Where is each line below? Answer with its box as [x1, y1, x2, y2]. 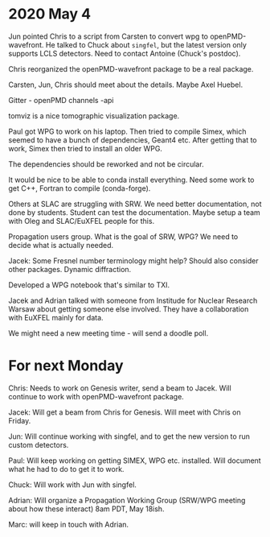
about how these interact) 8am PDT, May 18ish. [8, 504, 165, 514]
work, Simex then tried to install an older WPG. [8, 143, 163, 153]
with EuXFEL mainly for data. [8, 312, 104, 322]
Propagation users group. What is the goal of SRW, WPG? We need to [8, 231, 239, 242]
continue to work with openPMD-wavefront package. [8, 391, 185, 401]
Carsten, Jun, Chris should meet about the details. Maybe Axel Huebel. [8, 80, 243, 89]
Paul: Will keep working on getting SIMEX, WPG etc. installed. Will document [8, 456, 261, 465]
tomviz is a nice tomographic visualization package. [8, 110, 180, 121]
